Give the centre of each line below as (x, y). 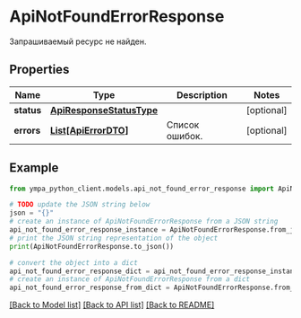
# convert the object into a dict (74, 262)
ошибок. (185, 136)
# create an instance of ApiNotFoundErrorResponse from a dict (130, 279)
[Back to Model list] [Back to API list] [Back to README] (112, 305)
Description (202, 94)
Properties (39, 70)
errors (27, 130)
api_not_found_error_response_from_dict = (90, 288)
